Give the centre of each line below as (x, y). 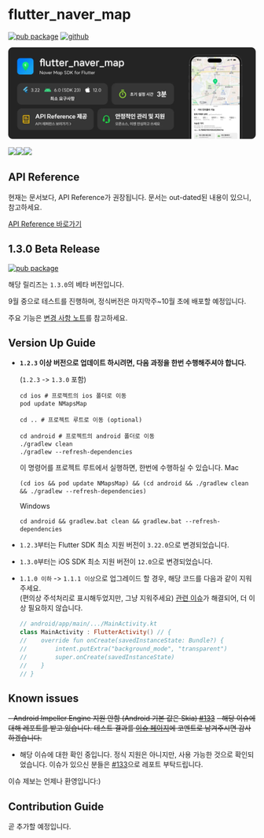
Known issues (44, 698)
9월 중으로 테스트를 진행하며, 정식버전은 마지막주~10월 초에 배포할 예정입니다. (127, 301)
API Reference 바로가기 (45, 224)
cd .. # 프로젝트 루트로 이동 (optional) (81, 420)
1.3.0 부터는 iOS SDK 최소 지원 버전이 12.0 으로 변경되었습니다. (116, 562)
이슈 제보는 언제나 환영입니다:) (55, 781)
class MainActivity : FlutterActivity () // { (95, 632)
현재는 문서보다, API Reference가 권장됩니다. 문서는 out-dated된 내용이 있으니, (130, 197)
